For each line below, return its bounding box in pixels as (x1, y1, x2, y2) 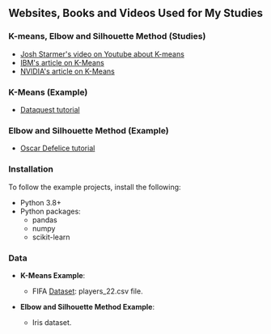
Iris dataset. (32, 317, 72, 327)
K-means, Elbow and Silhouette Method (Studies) (8, 31, 206, 42)
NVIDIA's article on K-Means (19, 66, 115, 76)
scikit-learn (32, 232, 70, 242)
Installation (8, 163, 54, 175)
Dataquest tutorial (19, 104, 80, 114)
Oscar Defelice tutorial (19, 143, 95, 153)
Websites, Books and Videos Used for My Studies (8, 6, 264, 20)
